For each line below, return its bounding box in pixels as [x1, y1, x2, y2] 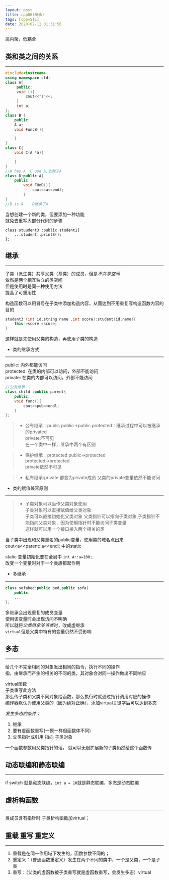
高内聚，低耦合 [5, 36, 36, 42]
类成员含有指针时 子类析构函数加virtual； [5, 815, 90, 821]
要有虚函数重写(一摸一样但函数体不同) [12, 728, 92, 734]
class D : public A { [5, 173, 44, 178]
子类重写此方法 [5, 687, 36, 693]
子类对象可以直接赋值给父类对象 [25, 507, 92, 513]
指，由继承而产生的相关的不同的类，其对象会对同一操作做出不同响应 [5, 670, 146, 676]
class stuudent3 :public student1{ [5, 228, 80, 233]
